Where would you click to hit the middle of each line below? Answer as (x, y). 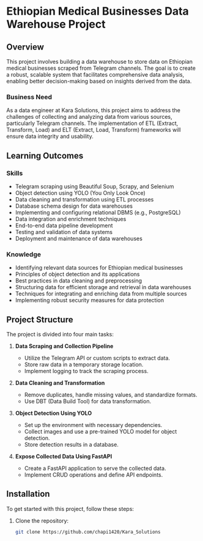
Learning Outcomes (45, 155)
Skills (15, 173)
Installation (28, 494)
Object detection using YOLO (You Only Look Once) (80, 193)
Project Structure (40, 320)
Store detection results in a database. (72, 445)
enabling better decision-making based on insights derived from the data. (99, 81)
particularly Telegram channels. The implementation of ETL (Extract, (92, 123)
